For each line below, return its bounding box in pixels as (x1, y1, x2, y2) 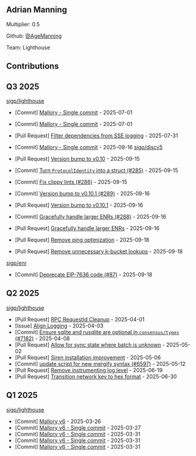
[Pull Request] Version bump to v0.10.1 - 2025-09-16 (14, 201, 144, 209)
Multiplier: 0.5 (6, 20, 40, 27)
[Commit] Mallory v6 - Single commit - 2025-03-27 (14, 424, 141, 431)
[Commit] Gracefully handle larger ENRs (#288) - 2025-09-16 (14, 213, 167, 221)
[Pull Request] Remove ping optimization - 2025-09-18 (14, 236, 150, 244)
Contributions (6, 61, 59, 71)
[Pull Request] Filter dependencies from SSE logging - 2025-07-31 (14, 132, 178, 139)
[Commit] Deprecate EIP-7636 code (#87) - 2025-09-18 (14, 271, 153, 279)
